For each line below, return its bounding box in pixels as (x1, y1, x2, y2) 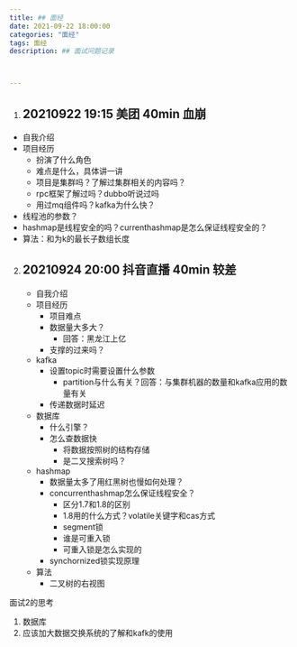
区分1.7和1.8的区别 (62, 498, 130, 510)
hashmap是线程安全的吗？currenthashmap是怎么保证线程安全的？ (22, 222, 268, 233)
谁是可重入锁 (62, 532, 111, 543)
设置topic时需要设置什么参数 (49, 365, 156, 375)
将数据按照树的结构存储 (62, 444, 150, 455)
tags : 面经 (9, 38, 48, 48)
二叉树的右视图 (49, 578, 105, 588)
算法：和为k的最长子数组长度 (22, 233, 130, 244)
